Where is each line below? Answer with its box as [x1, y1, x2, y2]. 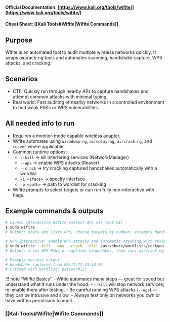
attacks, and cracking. [5, 60, 52, 66]
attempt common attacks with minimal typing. [12, 93, 108, 100]
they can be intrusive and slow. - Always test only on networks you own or [5, 292, 160, 298]
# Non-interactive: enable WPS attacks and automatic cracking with [5, 239, 153, 244]
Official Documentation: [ [5, 4, 60, 10]
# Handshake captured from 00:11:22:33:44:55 [5, 262, 103, 267]
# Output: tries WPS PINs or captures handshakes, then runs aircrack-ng [5, 248, 164, 253]
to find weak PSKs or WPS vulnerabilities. [12, 104, 100, 110]
